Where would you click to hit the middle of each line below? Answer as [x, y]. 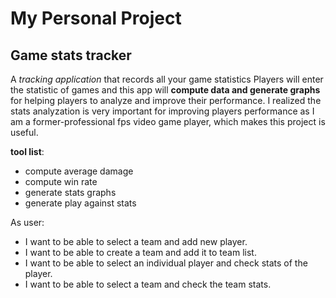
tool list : [27, 151]
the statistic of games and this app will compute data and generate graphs [165, 90]
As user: [27, 222]
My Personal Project [96, 18]
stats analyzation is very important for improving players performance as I [162, 111]
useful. [24, 132]
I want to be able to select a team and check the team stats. [148, 284]
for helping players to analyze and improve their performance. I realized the [166, 100]
